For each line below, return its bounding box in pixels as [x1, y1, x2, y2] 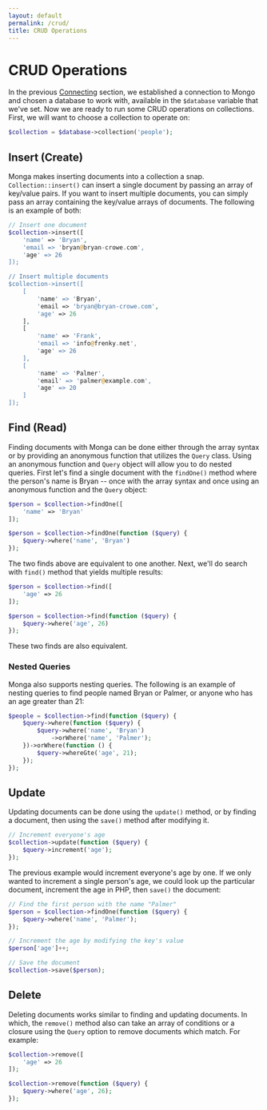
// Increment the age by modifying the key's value [8, 937, 184, 945]
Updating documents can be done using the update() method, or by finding [8, 807, 257, 817]
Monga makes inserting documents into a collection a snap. [8, 172, 205, 181]
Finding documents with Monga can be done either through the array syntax [8, 442, 260, 452]
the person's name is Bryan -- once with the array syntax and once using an [8, 476, 260, 486]
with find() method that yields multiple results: [8, 567, 164, 577]
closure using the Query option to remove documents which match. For [8, 1026, 241, 1036]
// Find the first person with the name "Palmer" [8, 900, 177, 908]
